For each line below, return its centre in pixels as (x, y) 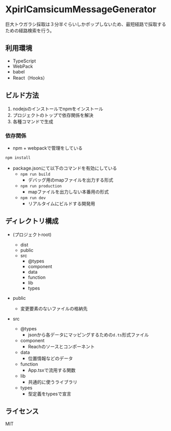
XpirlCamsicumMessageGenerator (81, 9)
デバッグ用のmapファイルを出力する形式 (71, 180)
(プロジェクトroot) (32, 234)
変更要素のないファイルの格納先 (54, 308)
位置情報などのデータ (50, 358)
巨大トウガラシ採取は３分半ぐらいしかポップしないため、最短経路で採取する (86, 24)
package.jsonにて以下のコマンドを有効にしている (65, 168)
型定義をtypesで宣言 (50, 394)
